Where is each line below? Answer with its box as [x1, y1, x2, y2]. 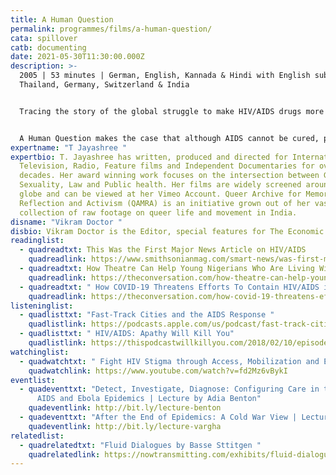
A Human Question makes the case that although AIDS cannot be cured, [19, 133, 320, 143]
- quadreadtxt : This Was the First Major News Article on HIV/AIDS [19, 245, 307, 255]
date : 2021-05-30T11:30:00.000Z [10, 52, 145, 62]
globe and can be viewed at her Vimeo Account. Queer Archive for [19, 189, 302, 199]
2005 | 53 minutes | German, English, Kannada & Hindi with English [19, 71, 311, 81]
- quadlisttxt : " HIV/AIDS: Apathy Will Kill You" [19, 329, 235, 339]
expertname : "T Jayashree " [10, 142, 128, 153]
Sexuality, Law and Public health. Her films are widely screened [19, 180, 302, 190]
